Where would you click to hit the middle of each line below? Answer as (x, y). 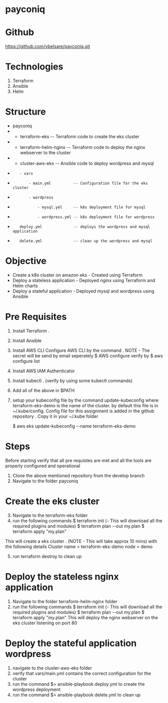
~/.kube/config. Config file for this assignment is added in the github (83, 411)
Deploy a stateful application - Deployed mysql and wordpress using (83, 291)
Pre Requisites (36, 317)
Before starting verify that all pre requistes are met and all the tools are (78, 460)
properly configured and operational (43, 466)
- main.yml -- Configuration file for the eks (88, 183)
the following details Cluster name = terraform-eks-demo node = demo (79, 547)
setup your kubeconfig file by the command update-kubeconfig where (86, 400)
